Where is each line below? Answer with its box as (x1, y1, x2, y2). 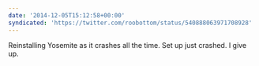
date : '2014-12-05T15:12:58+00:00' (8, 11, 126, 20)
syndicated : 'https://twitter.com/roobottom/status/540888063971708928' (8, 19, 253, 27)
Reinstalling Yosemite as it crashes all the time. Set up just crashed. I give (8, 40, 247, 49)
